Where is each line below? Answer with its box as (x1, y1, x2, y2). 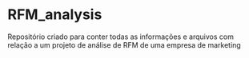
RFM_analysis (7, 6, 102, 24)
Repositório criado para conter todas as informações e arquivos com (7, 32, 234, 41)
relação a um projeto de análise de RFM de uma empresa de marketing (7, 40, 241, 49)
